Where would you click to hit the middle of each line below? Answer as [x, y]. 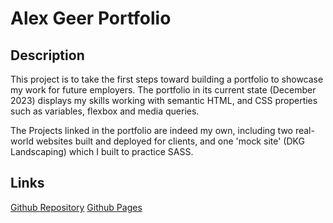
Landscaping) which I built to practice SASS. [102, 151]
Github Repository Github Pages [76, 207]
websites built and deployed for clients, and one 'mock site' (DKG [170, 141]
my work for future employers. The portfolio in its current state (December [163, 90]
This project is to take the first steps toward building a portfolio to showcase [167, 79]
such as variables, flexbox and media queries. [105, 111]
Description [47, 55]
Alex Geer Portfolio [91, 18]
